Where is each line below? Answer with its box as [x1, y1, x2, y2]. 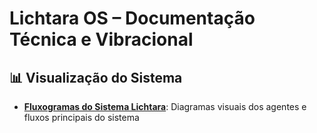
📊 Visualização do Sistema [9, 69, 183, 86]
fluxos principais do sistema [23, 112, 140, 123]
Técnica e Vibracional [9, 28, 194, 51]
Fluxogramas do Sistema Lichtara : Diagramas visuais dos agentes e [23, 101, 307, 112]
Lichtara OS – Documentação [9, 7, 256, 30]
